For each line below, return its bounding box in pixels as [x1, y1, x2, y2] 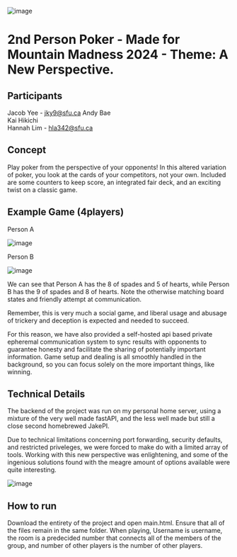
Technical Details [7, 388, 86, 400]
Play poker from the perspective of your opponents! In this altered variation [7, 163, 226, 171]
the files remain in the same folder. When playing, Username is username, [7, 527, 223, 535]
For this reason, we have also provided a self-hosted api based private [7, 330, 213, 338]
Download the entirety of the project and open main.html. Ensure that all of [7, 519, 225, 527]
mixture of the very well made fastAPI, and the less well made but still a [7, 415, 216, 423]
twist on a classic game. [7, 185, 78, 194]
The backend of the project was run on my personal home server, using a [7, 407, 221, 415]
